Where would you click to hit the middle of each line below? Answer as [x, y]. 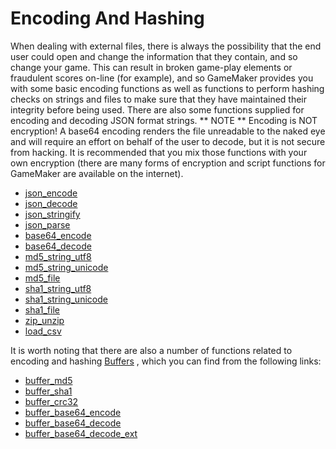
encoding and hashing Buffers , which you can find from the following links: [166, 361]
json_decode [51, 203]
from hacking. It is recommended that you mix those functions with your [159, 152]
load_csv [43, 331]
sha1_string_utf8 [58, 288]
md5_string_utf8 [58, 256]
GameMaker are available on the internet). [97, 173]
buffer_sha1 [48, 391]
